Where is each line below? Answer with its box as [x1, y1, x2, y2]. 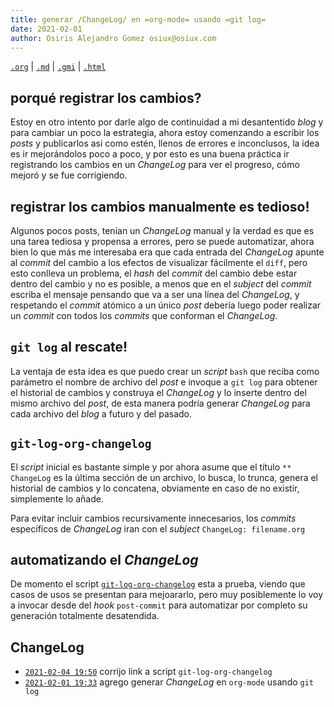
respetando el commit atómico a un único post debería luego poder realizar [10, 299, 322, 311]
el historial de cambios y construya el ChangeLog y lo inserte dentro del [10, 386, 307, 398]
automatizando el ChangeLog [10, 552, 199, 569]
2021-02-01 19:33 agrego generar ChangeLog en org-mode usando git [24, 676, 315, 688]
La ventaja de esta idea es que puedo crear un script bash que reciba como [10, 365, 320, 377]
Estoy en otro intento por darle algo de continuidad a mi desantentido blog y [10, 116, 324, 128]
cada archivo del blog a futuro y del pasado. [10, 407, 193, 420]
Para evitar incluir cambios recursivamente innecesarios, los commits [10, 512, 297, 524]
